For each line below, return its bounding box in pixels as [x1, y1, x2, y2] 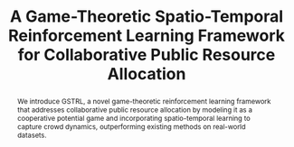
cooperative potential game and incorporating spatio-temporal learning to [16, 113, 251, 123]
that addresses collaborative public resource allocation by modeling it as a [16, 105, 252, 115]
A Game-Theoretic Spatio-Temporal [9, 6, 284, 27]
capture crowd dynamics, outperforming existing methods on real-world [16, 122, 246, 132]
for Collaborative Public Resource [17, 45, 276, 65]
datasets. [16, 130, 47, 140]
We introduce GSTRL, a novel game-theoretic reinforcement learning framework [16, 96, 271, 106]
